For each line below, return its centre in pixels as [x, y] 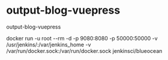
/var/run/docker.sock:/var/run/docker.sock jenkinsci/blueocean [84, 50]
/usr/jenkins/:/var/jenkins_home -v [49, 45]
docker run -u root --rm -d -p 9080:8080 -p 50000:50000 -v [82, 38]
